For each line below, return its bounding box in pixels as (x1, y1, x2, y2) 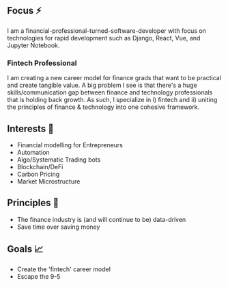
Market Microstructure (16, 177, 81, 186)
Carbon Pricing (16, 170, 60, 178)
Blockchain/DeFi (16, 162, 63, 171)
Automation (16, 148, 50, 156)
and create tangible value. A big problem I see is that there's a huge (7, 81, 198, 90)
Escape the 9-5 (16, 272, 61, 280)
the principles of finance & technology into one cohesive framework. (7, 103, 200, 111)
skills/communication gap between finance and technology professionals (7, 88, 213, 97)
